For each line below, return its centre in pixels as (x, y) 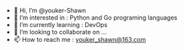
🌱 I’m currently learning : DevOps (60, 25)
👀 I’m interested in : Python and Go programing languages (95, 18)
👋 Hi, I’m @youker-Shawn (50, 10)
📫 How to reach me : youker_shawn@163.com (80, 40)
